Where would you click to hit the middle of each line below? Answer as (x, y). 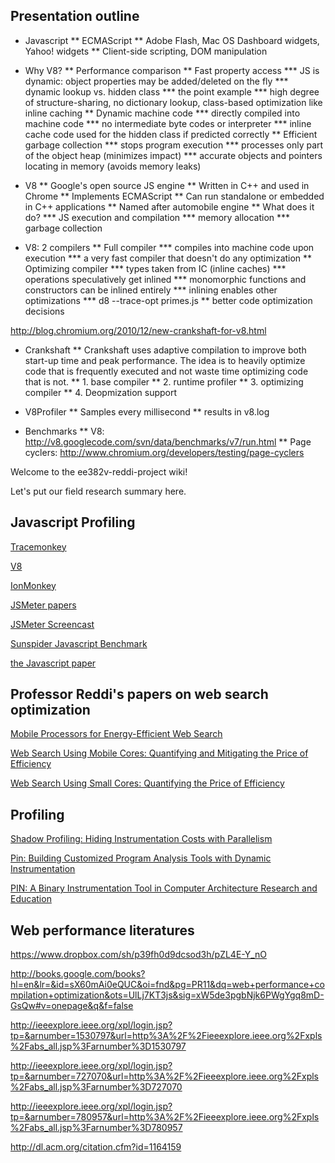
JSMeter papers (43, 605)
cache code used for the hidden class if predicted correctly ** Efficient (171, 134)
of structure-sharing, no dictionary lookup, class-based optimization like (173, 102)
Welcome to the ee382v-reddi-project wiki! (99, 471)
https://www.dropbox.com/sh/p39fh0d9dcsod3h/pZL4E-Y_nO (138, 955)
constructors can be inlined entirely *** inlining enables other (151, 290)
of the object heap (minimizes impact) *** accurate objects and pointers (173, 155)
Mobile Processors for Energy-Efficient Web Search (116, 734)
